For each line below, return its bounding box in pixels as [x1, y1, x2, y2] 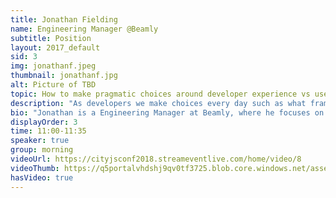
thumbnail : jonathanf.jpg [10, 71, 118, 81]
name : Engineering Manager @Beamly [10, 24, 159, 34]
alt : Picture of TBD [10, 80, 97, 90]
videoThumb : [10, 163, 60, 173]
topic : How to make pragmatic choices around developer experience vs [10, 89, 311, 99]
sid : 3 [10, 52, 38, 62]
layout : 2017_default [10, 42, 101, 53]
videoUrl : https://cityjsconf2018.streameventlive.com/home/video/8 [10, 154, 302, 164]
